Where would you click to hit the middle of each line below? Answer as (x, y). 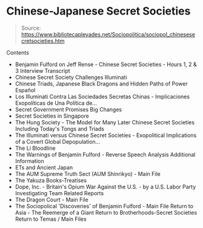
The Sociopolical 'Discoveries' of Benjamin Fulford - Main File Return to (104, 206)
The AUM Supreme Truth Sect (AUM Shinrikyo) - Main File (88, 173)
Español (25, 90)
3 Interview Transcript (43, 70)
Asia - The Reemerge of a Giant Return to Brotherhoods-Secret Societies (106, 212)
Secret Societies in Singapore (52, 116)
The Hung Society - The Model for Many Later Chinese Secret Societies (105, 122)
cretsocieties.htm (43, 41)
